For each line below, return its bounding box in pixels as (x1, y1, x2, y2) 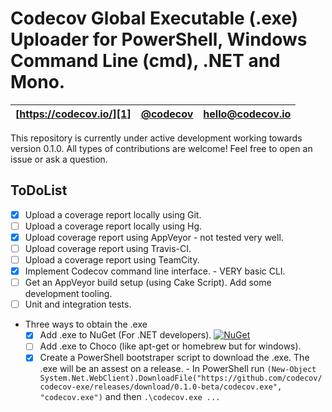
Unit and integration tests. (24, 298, 132, 311)
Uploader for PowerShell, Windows (10, 28, 308, 51)
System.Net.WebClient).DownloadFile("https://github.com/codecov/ (39, 373, 323, 384)
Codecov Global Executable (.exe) (10, 7, 299, 30)
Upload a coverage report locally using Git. (24, 208, 202, 221)
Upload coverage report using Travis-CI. (24, 242, 192, 254)
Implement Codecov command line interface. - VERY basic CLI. (24, 265, 286, 277)
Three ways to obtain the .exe (24, 318, 148, 331)
